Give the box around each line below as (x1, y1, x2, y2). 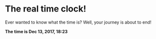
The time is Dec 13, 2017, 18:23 (5, 28, 68, 34)
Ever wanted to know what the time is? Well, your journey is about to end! (5, 19, 152, 25)
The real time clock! (5, 3, 86, 14)
